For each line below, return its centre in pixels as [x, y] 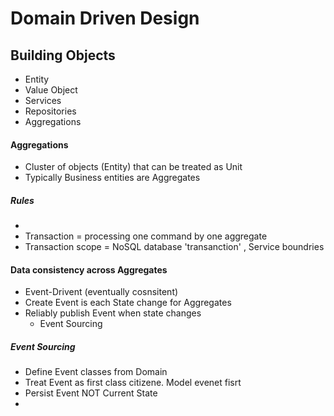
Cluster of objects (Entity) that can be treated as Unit [133, 167]
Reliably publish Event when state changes [113, 313]
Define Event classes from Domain [96, 372]
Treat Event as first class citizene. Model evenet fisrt [133, 383]
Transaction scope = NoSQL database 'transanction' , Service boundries [174, 247]
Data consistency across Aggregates [89, 269]
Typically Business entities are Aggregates [112, 178]
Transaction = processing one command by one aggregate [146, 236]
